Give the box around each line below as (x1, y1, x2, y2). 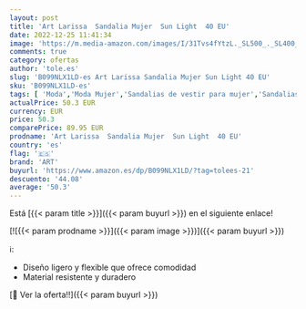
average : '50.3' (9, 183, 71, 192)
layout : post (9, 13, 59, 23)
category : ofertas (9, 56, 79, 65)
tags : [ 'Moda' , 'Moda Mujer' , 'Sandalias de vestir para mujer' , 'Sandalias (9, 89, 300, 98)
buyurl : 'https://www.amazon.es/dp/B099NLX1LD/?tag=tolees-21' (9, 166, 255, 175)
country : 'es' (9, 140, 64, 149)
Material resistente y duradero (22, 272, 137, 283)
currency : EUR (9, 107, 64, 116)
